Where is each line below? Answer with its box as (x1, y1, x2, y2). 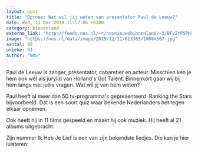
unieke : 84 (6, 47, 33, 53)
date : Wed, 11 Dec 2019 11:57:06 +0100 (6, 19, 104, 25)
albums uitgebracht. (6, 123, 55, 130)
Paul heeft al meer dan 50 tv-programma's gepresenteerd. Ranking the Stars (6, 92, 192, 100)
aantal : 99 (6, 42, 33, 48)
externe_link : (6, 31, 41, 37)
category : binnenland (6, 25, 60, 31)
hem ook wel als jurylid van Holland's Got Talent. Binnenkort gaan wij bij (6, 75, 181, 82)
